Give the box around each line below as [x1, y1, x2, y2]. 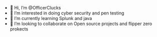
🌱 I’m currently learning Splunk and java [9, 15, 92, 21]
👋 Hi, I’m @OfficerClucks [9, 5, 61, 10]
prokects [9, 26, 28, 32]
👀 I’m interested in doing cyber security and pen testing [9, 10, 124, 16]
